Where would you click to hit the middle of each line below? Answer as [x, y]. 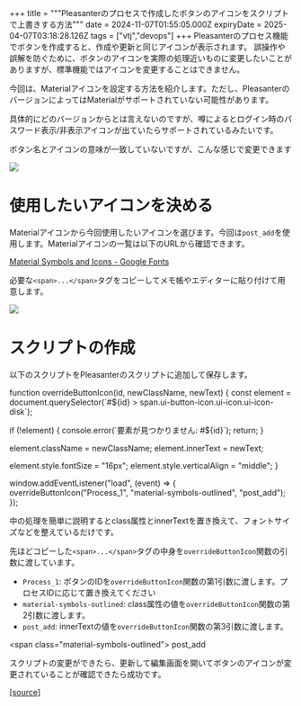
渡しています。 [52, 562]
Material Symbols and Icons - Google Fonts [89, 261]
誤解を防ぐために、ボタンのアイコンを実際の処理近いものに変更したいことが [150, 58]
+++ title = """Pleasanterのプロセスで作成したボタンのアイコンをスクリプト [149, 13]
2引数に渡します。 [56, 615]
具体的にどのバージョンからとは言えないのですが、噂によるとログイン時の [147, 119]
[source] [25, 692]
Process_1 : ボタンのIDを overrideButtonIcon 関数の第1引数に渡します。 [151, 581]
